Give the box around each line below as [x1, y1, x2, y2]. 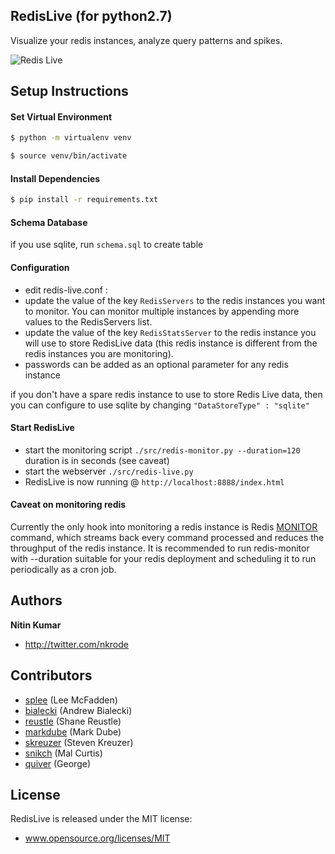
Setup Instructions [10, 83, 129, 100]
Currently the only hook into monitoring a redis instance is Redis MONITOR [10, 521, 318, 533]
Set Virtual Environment [10, 110, 113, 123]
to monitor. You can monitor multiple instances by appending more [24, 305, 300, 317]
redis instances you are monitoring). [24, 347, 174, 359]
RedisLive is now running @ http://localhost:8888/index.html [24, 475, 285, 488]
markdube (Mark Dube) [24, 725, 122, 738]
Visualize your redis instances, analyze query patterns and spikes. [10, 34, 283, 46]
